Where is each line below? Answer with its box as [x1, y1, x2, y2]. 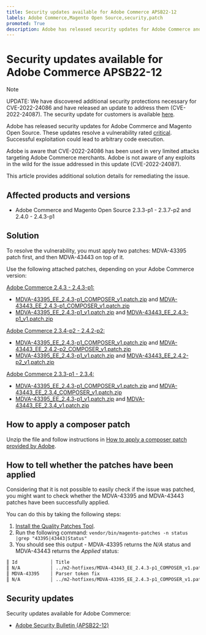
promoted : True [6, 20, 45, 26]
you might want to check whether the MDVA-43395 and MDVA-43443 [6, 492, 184, 500]
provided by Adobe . [6, 442, 56, 449]
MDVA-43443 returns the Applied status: [15, 547, 120, 555]
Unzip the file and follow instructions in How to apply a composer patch [6, 436, 187, 443]
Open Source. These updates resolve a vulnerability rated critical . [6, 129, 172, 137]
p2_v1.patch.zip [15, 358, 55, 365]
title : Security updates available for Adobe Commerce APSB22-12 [6, 9, 177, 15]
